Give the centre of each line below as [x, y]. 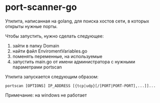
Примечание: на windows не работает [46, 95]
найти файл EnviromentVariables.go [50, 51]
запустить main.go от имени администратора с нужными [74, 61]
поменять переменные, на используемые [57, 56]
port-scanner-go [41, 7]
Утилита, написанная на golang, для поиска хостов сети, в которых [77, 21]
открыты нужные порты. [31, 26]
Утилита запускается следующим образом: [52, 76]
